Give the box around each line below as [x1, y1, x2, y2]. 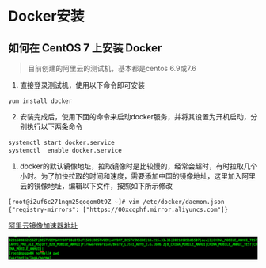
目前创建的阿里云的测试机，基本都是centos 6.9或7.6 [27, 64, 196, 73]
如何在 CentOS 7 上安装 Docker [8, 41, 162, 55]
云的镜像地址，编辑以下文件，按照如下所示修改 [19, 181, 173, 191]
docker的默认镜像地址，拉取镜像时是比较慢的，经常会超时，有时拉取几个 [19, 161, 258, 171]
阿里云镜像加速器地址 [8, 221, 78, 230]
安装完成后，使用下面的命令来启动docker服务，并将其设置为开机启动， [19, 112, 251, 121]
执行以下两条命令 [26, 122, 83, 131]
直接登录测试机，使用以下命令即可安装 [19, 81, 145, 89]
